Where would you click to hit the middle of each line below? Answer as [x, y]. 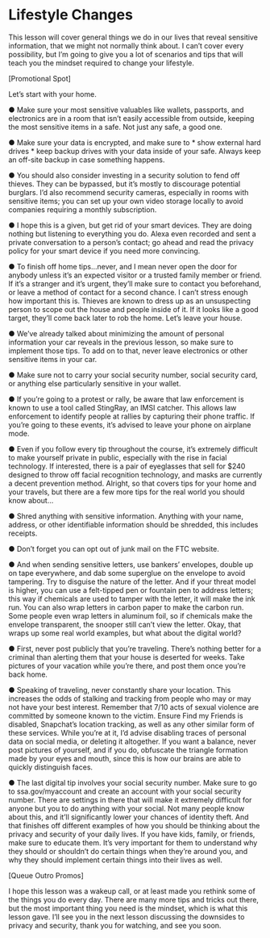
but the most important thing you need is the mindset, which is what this [128, 908]
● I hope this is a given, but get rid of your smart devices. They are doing [130, 225]
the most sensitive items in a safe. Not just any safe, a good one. [116, 127]
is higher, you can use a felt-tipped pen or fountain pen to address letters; [131, 590]
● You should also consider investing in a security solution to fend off [124, 175]
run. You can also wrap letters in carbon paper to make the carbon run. [126, 607]
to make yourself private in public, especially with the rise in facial [118, 457]
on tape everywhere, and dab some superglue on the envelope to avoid [127, 573]
